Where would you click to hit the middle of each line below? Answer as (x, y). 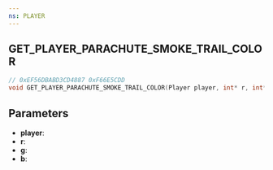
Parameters (39, 113)
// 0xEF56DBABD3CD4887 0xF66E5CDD (67, 81)
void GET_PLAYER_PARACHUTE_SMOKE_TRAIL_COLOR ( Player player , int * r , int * (138, 88)
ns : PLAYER (27, 16)
